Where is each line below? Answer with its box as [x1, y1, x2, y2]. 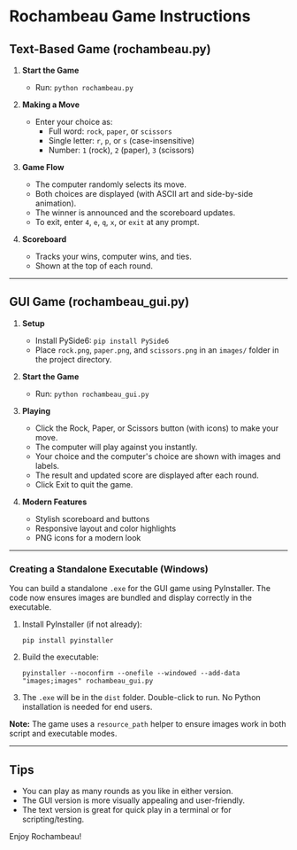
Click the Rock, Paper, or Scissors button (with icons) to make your [34, 423, 279, 433]
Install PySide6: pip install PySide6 [34, 335, 170, 346]
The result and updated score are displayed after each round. [34, 470, 259, 480]
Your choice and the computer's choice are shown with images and [34, 450, 281, 462]
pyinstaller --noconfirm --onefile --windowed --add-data [21, 669, 240, 678]
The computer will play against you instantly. [34, 441, 198, 452]
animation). [34, 198, 77, 208]
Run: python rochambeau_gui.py [34, 388, 149, 399]
